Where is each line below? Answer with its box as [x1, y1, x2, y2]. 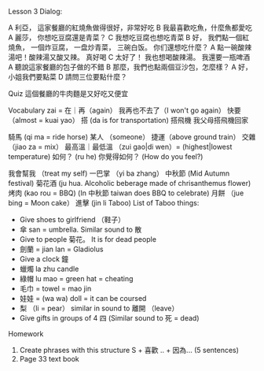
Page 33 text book [19, 354, 80, 363]
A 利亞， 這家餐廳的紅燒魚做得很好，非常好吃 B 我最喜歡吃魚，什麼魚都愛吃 [8, 23, 253, 32]
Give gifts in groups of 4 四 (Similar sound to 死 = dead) [19, 313, 200, 322]
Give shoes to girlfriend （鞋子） [19, 215, 126, 224]
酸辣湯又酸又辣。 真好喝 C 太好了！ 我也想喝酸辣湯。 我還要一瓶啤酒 [28, 53, 250, 61]
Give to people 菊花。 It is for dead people [19, 235, 157, 243]
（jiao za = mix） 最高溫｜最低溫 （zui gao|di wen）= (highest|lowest [8, 142, 233, 151]
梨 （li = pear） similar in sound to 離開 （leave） [19, 303, 179, 313]
